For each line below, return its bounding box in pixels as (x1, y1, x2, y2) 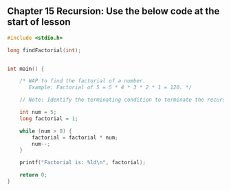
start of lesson (7, 16, 71, 28)
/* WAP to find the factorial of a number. (19, 78, 146, 85)
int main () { (7, 65, 45, 72)
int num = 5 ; (19, 109, 57, 116)
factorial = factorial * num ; (32, 134, 118, 141)
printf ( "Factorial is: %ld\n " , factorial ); (19, 159, 146, 166)
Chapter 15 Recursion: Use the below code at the (7, 5, 220, 17)
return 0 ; (19, 172, 48, 179)
